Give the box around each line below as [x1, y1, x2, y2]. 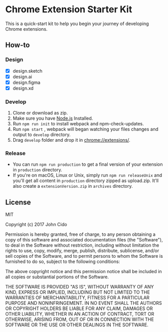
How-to [5, 41, 30, 50]
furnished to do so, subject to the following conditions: [5, 258, 120, 264]
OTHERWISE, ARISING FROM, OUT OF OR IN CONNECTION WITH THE [5, 316, 154, 323]
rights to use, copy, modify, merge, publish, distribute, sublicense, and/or [5, 248, 159, 254]
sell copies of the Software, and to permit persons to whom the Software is [5, 253, 163, 259]
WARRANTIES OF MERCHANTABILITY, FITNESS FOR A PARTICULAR [5, 295, 150, 301]
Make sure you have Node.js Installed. [12, 115, 93, 121]
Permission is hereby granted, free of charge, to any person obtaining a [5, 231, 156, 237]
